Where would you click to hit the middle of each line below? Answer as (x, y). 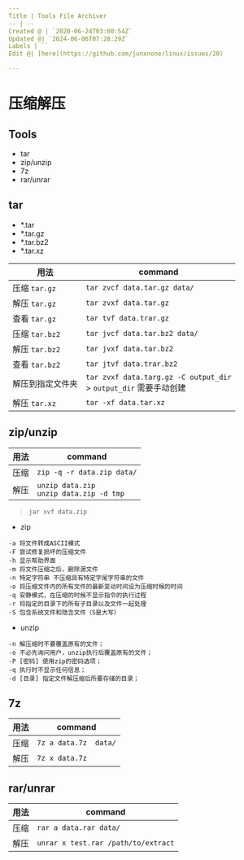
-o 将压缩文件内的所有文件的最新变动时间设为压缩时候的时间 (96, 587)
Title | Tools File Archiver (58, 16)
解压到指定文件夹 (46, 383)
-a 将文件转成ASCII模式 (44, 543)
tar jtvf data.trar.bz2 (132, 364)
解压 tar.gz (35, 303)
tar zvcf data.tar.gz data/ (140, 287)
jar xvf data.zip (58, 512)
